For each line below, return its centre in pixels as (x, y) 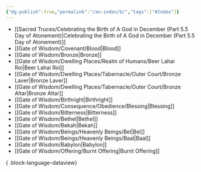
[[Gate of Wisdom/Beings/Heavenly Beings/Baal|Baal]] (82, 138)
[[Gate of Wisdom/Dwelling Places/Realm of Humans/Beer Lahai (94, 61)
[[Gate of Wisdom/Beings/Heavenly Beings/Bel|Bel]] (80, 132)
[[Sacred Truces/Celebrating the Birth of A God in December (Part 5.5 (101, 29)
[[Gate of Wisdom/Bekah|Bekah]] (56, 125)
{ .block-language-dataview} (41, 162)
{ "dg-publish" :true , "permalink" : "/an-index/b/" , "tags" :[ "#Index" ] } (93, 12)
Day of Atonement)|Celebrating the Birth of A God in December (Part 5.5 (104, 35)
